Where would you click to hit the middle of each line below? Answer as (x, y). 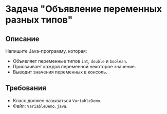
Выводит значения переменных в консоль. (60, 72)
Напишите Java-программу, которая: (46, 51)
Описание (22, 39)
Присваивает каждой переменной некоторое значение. (74, 66)
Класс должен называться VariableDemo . (57, 100)
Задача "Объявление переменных (84, 9)
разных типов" (39, 20)
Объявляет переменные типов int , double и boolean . (70, 61)
